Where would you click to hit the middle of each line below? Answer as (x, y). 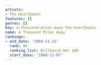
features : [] (19, 19)
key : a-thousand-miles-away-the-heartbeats (51, 28)
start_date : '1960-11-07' (36, 55)
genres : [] (16, 23)
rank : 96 (19, 46)
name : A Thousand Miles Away (35, 32)
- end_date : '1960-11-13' (32, 42)
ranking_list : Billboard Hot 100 (44, 50)
